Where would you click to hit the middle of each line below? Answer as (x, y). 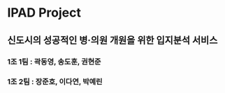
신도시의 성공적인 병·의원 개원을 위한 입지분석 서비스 (112, 40)
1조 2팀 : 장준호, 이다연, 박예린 (55, 82)
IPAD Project (44, 13)
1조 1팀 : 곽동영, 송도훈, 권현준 (54, 62)
